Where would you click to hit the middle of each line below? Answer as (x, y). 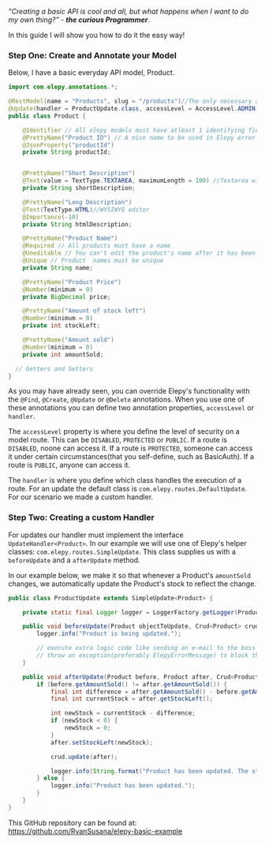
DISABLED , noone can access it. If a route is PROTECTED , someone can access (131, 448)
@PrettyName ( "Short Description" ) (79, 174)
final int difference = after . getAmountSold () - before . (146, 692)
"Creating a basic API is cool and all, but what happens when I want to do (129, 11)
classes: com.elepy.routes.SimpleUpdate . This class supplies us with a (122, 551)
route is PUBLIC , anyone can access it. (69, 465)
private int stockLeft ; (62, 326)
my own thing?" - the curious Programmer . (79, 20)
